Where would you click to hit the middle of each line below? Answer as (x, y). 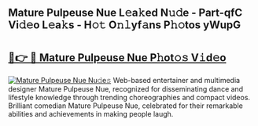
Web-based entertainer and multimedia (177, 80)
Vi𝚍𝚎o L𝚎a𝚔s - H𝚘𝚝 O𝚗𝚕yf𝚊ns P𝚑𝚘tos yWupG (125, 25)
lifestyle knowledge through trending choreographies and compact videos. (129, 97)
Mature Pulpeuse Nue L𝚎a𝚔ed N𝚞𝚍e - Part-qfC (125, 13)
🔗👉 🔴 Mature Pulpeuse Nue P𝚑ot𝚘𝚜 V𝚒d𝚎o (117, 58)
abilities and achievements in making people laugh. (91, 114)
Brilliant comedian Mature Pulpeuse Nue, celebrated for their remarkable (126, 106)
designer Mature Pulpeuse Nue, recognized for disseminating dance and (126, 89)
